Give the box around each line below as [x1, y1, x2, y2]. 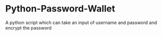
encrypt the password [5, 24, 52, 30]
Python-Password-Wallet [5, 3, 115, 14]
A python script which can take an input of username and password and [5, 19, 157, 25]
